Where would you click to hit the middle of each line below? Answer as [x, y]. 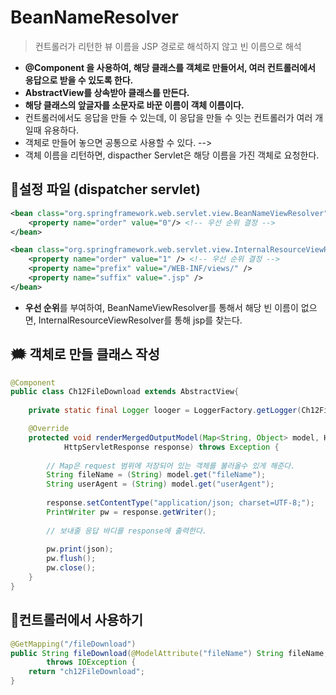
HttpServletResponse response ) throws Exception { [171, 447]
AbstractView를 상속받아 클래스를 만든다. [107, 92]
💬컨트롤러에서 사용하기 [76, 620]
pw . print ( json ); [80, 549]
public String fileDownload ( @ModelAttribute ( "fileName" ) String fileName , [169, 653]
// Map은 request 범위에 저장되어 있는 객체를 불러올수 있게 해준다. [171, 466]
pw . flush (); [71, 559]
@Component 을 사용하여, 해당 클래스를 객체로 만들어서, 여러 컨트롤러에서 [170, 67]
